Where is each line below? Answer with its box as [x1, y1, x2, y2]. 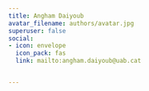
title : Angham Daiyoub [8, 11, 84, 20]
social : [8, 34, 34, 43]
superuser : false [8, 27, 66, 35]
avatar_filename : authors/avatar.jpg [8, 19, 135, 27]
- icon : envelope [8, 42, 66, 50]
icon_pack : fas [15, 49, 66, 57]
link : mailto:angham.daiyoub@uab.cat [15, 57, 142, 65]
